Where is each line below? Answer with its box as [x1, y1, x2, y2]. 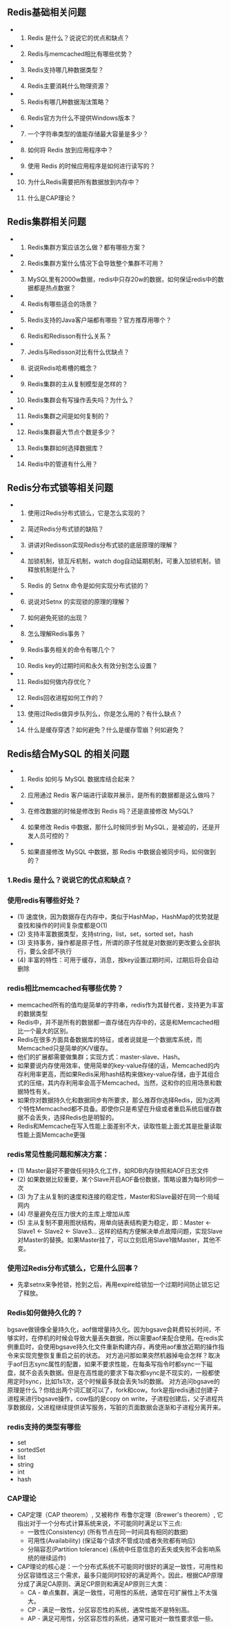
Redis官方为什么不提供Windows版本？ [27, 114, 137, 122]
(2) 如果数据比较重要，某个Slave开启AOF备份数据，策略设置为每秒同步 [17, 1176, 219, 1184]
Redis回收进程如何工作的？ [27, 694, 104, 702]
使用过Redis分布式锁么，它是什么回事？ [7, 1263, 139, 1272]
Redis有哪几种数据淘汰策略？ [27, 98, 110, 106]
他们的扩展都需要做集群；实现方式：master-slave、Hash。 [17, 1052, 184, 1061]
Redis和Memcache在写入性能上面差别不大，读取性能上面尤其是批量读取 [17, 1122, 222, 1130]
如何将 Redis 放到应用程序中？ [27, 145, 114, 154]
